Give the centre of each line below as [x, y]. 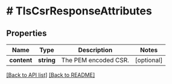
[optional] [149, 60]
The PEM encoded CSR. [95, 60]
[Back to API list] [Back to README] [51, 75]
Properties [27, 33]
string [47, 60]
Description [95, 50]
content [21, 60]
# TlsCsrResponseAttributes [79, 11]
